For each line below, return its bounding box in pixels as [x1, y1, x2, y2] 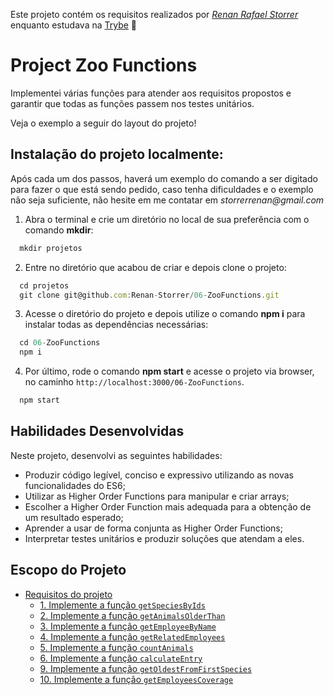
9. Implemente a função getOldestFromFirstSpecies [39, 662, 253, 674]
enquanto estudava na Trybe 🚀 [10, 19, 138, 31]
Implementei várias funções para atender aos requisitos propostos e [10, 87, 292, 99]
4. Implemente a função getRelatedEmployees [39, 630, 226, 643]
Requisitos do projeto [24, 588, 113, 600]
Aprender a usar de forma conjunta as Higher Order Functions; [24, 522, 283, 534]
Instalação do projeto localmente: [10, 146, 224, 163]
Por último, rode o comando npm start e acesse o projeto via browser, [24, 365, 315, 378]
